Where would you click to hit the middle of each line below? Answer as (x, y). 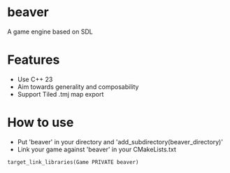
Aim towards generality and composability (78, 86)
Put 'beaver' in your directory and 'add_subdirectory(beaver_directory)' (120, 141)
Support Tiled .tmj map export (60, 94)
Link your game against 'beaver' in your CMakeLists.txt (97, 149)
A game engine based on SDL (50, 32)
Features (34, 60)
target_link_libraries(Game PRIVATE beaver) (73, 162)
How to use (41, 123)
